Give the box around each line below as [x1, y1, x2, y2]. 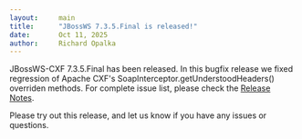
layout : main [9, 13, 76, 23]
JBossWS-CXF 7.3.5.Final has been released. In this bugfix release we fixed [9, 64, 294, 74]
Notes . [9, 93, 35, 104]
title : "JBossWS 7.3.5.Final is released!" [9, 22, 198, 31]
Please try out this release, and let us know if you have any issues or [9, 110, 267, 121]
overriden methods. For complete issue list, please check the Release [9, 83, 271, 94]
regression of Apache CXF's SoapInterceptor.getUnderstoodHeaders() [9, 74, 276, 84]
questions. [9, 120, 49, 131]
